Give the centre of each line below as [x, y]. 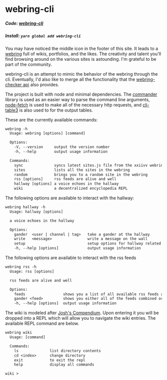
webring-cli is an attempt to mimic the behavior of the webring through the [82, 74]
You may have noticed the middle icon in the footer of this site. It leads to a [82, 48]
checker [14, 84]
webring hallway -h [25, 207]
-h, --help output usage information [61, 152]
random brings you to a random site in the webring [81, 175]
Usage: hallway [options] [37, 212]
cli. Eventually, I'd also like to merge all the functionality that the [70, 79]
